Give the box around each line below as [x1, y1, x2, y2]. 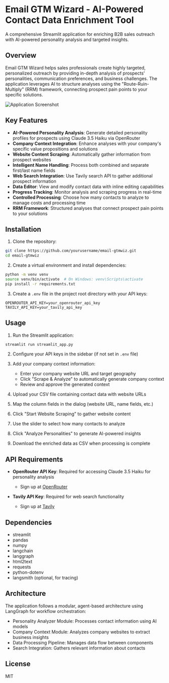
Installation [5, 225, 41, 234]
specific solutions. [5, 91, 43, 97]
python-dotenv [12, 569, 44, 576]
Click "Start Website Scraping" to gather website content [12, 411, 131, 417]
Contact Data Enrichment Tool [5, 14, 134, 26]
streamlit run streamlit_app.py [5, 342, 73, 347]
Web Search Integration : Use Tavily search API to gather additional [12, 172, 153, 178]
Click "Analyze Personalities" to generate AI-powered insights [12, 430, 141, 437]
